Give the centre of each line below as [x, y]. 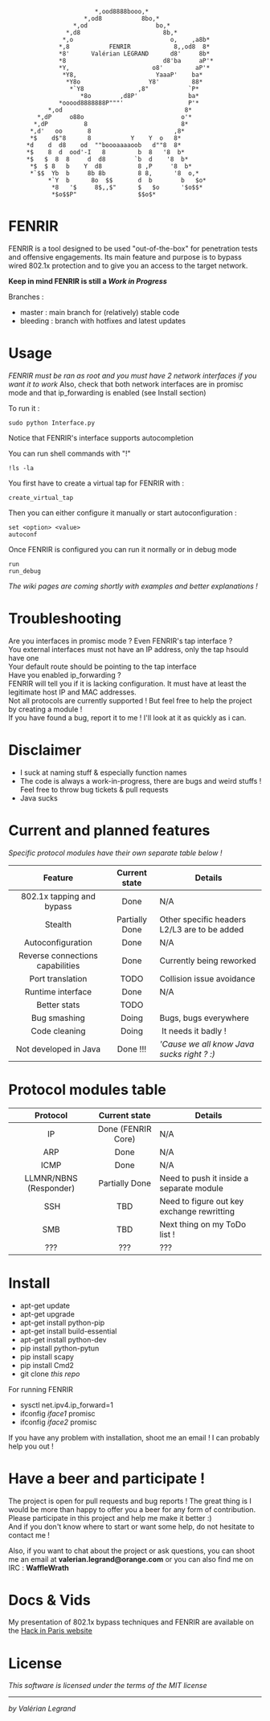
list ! [167, 1234]
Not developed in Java [58, 1049]
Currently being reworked [208, 961]
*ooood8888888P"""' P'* [129, 103]
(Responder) [51, 1188]
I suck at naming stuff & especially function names [103, 772]
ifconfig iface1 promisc [57, 1413]
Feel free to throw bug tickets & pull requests [94, 789]
